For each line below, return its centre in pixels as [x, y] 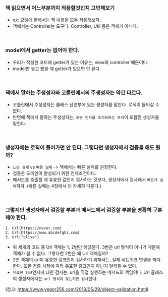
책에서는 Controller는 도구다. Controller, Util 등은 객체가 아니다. [75, 26]
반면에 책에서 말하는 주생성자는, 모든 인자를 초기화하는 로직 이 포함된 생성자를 [86, 117]
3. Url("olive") [22, 237]
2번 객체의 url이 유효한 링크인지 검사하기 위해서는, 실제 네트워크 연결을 [82, 260]
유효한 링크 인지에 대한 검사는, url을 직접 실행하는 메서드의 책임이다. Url [81, 272]
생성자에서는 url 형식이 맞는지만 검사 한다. [58, 279]
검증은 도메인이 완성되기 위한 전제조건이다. [54, 173]
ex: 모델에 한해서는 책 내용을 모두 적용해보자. [57, 20]
